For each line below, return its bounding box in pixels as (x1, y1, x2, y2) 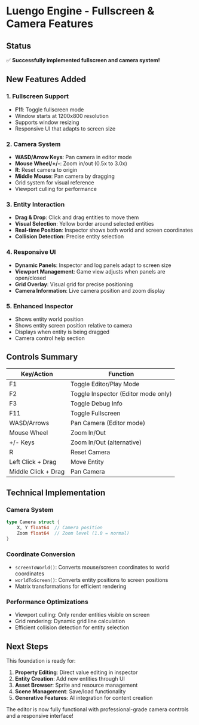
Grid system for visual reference (14, 178, 94, 186)
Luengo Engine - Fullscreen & (6, 4, 155, 18)
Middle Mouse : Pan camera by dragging (14, 172, 115, 180)
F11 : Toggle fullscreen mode (14, 106, 84, 113)
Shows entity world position (14, 316, 84, 323)
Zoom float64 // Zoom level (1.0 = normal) (17, 530, 130, 536)
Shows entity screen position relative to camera (14, 321, 133, 329)
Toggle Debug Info (71, 399, 123, 408)
